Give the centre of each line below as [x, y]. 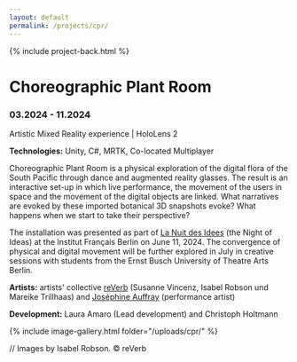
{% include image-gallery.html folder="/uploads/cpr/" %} [114, 331]
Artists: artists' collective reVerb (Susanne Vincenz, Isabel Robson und [139, 287]
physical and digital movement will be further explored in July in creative [142, 251]
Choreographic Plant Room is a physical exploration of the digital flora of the [148, 168]
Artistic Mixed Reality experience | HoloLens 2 [94, 133]
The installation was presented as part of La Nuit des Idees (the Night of [141, 232]
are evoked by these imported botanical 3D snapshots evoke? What [133, 206]
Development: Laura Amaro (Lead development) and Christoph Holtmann [144, 314]
